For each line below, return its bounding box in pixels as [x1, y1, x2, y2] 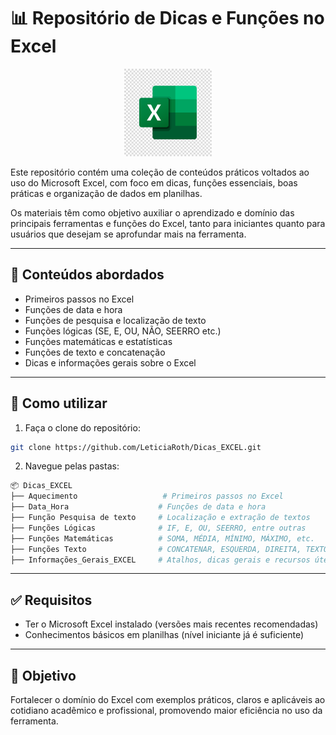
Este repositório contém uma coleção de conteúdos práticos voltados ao [10, 166, 310, 178]
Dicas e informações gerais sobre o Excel [24, 356, 197, 369]
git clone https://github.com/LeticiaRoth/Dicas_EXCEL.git [10, 442, 262, 452]
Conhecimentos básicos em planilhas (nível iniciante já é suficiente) [24, 629, 305, 641]
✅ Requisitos [10, 591, 93, 609]
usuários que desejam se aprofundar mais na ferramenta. [10, 228, 247, 240]
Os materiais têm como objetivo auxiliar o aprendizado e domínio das [10, 206, 295, 219]
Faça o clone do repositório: [24, 421, 141, 434]
